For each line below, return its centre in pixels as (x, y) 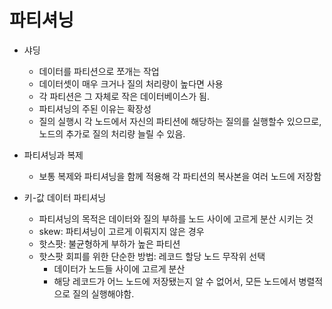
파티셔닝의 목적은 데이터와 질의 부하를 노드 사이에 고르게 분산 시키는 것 (176, 218)
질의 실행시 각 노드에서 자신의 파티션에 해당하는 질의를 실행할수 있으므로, (180, 121)
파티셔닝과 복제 (53, 155)
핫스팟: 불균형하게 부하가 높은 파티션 (109, 243)
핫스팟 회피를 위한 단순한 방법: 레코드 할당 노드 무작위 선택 (152, 256)
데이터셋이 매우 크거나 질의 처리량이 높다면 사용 (131, 83)
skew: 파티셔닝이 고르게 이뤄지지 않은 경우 (121, 231)
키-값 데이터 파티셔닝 (65, 197)
